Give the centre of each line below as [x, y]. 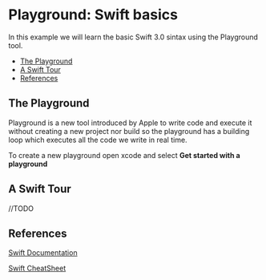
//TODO [21, 208]
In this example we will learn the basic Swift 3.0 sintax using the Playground [133, 37]
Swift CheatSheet [37, 268]
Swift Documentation [43, 253]
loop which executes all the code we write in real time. [98, 140]
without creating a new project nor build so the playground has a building [129, 131]
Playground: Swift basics [93, 15]
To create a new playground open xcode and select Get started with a [124, 155]
